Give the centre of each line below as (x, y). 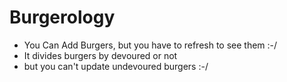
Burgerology (62, 17)
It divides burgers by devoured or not (100, 55)
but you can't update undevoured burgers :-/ (116, 66)
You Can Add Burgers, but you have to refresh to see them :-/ (150, 45)
